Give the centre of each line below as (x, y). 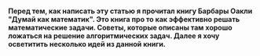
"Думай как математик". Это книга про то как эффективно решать (124, 19)
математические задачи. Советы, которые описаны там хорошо (121, 27)
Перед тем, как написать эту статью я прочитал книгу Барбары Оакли (130, 11)
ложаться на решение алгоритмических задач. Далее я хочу (114, 36)
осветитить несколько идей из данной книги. (87, 44)
